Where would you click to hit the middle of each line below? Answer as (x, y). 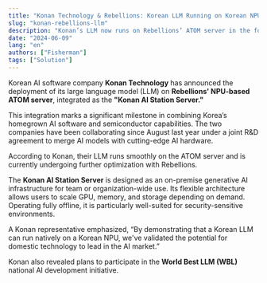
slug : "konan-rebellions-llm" (58, 23)
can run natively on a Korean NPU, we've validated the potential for (118, 238)
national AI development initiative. (64, 270)
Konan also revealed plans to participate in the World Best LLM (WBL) (123, 261)
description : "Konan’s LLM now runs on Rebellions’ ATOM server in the (129, 30)
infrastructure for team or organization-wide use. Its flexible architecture (127, 188)
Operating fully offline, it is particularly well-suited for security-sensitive (126, 205)
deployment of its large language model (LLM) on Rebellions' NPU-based (129, 91)
